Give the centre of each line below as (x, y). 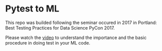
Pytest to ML (32, 9)
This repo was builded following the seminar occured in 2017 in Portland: (81, 22)
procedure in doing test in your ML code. (48, 42)
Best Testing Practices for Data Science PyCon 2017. (60, 27)
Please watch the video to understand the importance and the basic (76, 37)
